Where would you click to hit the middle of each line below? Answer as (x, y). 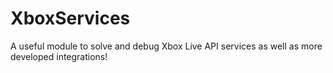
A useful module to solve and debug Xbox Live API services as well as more (166, 46)
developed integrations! (59, 56)
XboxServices (70, 18)
